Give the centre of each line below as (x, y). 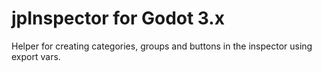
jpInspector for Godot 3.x (118, 18)
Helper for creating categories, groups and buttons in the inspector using (162, 46)
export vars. (36, 56)
